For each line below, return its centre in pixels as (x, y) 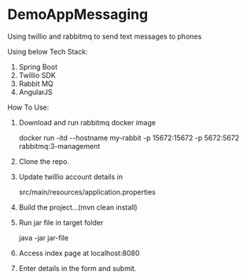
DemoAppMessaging (78, 15)
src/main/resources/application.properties (87, 192)
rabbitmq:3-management (59, 146)
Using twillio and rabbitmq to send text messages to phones (105, 36)
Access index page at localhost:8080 (79, 253)
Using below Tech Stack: (48, 51)
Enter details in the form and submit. (77, 268)
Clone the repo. (44, 161)
